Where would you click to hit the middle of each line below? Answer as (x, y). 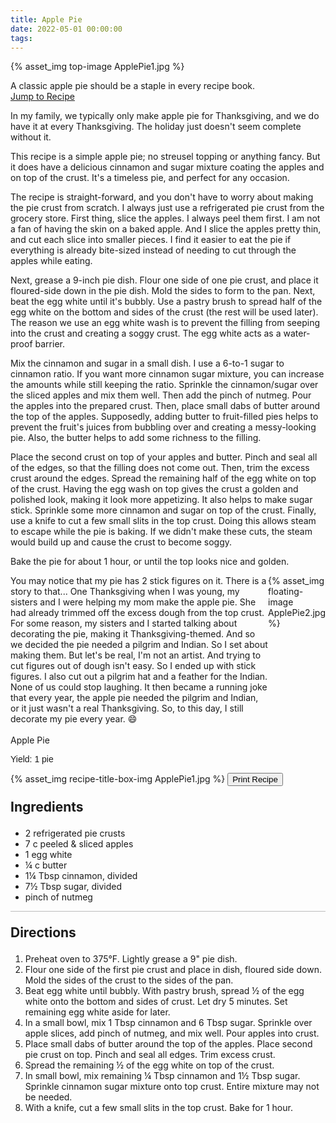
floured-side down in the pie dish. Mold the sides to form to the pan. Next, (163, 291)
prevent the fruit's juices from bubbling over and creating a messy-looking (163, 427)
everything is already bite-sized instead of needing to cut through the (153, 250)
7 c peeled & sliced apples (79, 844)
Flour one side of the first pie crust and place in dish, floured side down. (173, 970)
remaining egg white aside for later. (97, 1012)
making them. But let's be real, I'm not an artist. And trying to (136, 655)
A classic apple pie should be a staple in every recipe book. (133, 86)
